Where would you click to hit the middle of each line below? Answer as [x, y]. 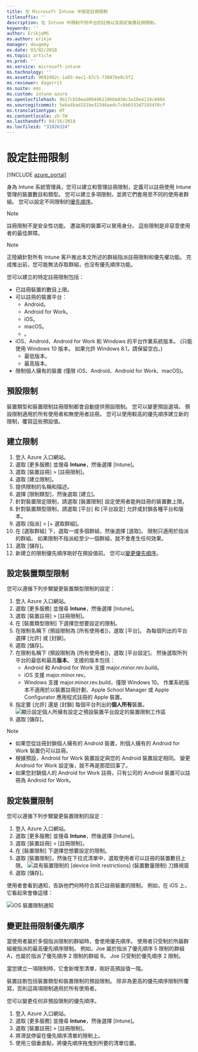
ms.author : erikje [29, 39]
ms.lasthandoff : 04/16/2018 [41, 122]
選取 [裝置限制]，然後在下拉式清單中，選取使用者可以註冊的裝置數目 [98, 858]
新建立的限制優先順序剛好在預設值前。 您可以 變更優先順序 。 [88, 553]
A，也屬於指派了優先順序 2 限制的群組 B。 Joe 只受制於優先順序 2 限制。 [95, 956]
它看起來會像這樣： [30, 893]
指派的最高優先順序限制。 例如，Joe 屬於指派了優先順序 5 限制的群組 [101, 948]
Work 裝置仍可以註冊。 [43, 751]
